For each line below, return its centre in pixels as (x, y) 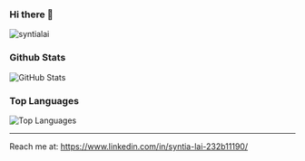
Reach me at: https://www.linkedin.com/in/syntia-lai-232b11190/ (129, 146)
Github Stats (38, 58)
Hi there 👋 (32, 14)
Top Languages (44, 100)
